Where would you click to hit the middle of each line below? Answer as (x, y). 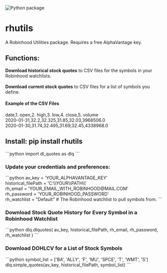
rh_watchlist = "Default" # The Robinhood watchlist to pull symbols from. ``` (84, 200)
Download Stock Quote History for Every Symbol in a (71, 212)
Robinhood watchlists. (28, 75)
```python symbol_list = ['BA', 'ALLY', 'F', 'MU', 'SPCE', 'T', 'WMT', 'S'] (77, 259)
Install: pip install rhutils (44, 142)
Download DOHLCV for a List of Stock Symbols (64, 248)
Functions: (23, 58)
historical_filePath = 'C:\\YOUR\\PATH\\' (46, 183)
